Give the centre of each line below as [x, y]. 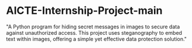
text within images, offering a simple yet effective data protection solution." [97, 39]
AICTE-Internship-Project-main [84, 11]
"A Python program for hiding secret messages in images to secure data [93, 27]
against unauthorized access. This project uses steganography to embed [94, 32]
